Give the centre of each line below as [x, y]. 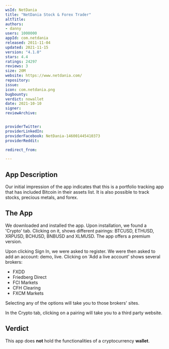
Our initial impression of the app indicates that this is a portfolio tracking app [84, 187]
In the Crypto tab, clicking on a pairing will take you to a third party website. [84, 313]
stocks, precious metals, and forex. [42, 198]
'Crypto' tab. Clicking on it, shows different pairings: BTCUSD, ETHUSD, [80, 230]
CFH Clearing [27, 287]
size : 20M [16, 71]
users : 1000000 [21, 33]
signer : [13, 108]
